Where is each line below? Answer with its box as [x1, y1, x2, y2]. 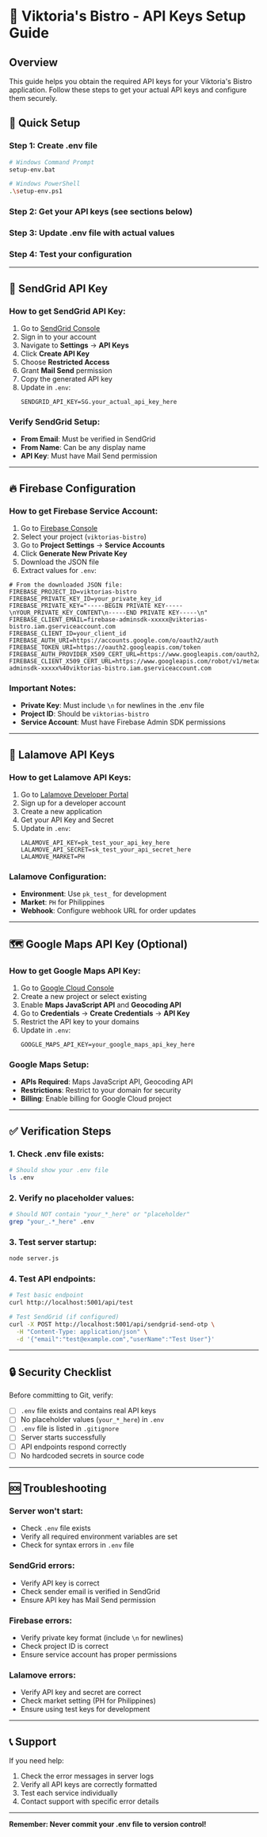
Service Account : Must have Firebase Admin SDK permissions [20, 717, 227, 727]
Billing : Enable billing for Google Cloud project [20, 1094, 172, 1104]
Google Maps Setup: [9, 1059, 90, 1070]
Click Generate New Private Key [20, 549, 128, 558]
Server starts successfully [20, 1432, 106, 1443]
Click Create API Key [20, 349, 90, 359]
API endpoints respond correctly [20, 1442, 127, 1451]
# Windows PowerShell [9, 180, 81, 188]
